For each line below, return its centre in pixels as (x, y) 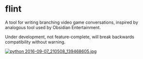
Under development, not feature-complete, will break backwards (70, 37)
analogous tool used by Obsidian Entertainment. (53, 27)
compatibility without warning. (35, 42)
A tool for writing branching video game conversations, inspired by (71, 22)
